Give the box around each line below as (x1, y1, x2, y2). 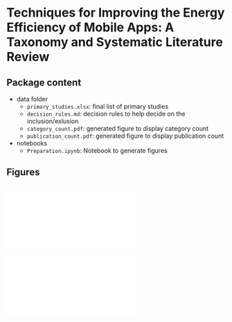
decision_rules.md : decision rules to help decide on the (26, 109, 186, 118)
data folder (16, 95, 48, 103)
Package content (6, 76, 82, 88)
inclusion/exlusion (26, 117, 79, 125)
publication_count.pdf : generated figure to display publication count (26, 132, 224, 140)
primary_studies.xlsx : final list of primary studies (26, 102, 169, 110)
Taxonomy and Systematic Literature (6, 35, 223, 50)
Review (6, 49, 50, 65)
